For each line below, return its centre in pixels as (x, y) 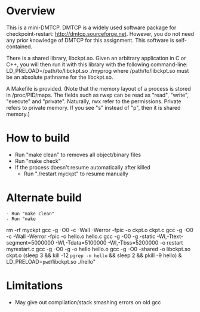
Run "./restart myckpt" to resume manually (76, 174)
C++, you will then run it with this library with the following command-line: (97, 64)
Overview (31, 11)
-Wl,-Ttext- (170, 236)
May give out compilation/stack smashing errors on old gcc (88, 302)
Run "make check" (38, 161)
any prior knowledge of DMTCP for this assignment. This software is (90, 40)
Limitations (35, 286)
